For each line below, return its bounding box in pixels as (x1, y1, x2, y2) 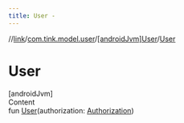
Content (8, 97, 35, 107)
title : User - (8, 11, 56, 20)
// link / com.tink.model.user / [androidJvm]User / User (8, 34, 176, 43)
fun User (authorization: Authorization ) (8, 105, 134, 115)
